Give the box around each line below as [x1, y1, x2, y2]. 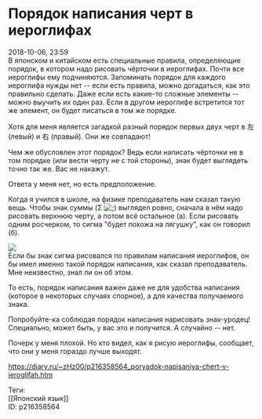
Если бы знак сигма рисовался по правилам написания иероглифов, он [8, 250, 249, 260]
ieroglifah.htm [8, 370, 53, 379]
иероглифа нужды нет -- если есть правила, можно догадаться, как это [8, 80, 250, 90]
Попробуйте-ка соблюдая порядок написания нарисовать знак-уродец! [8, 315, 251, 324]
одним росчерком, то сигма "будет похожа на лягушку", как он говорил [8, 219, 251, 228]
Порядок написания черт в [8, 5, 194, 23]
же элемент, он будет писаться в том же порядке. [8, 105, 177, 115]
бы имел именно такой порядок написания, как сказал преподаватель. [8, 259, 248, 268]
